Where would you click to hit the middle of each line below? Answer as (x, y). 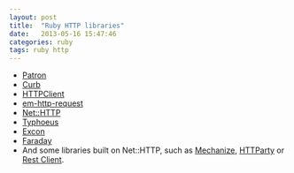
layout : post (33, 17)
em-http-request (53, 103)
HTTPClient (43, 94)
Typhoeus (40, 122)
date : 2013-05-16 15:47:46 (63, 34)
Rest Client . (43, 160)
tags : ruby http (39, 50)
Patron (34, 75)
